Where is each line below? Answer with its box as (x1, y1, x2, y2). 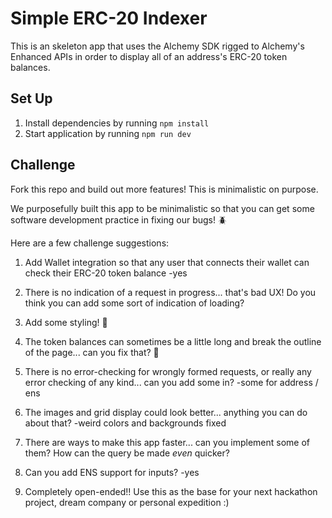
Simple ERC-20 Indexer (10, 7, 208, 30)
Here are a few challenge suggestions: (10, 237, 170, 249)
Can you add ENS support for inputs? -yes (24, 466, 200, 478)
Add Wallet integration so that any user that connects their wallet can (24, 256, 310, 268)
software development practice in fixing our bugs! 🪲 (10, 213, 227, 226)
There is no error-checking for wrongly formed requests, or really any (24, 365, 312, 377)
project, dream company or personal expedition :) (24, 496, 230, 508)
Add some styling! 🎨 (24, 316, 108, 328)
